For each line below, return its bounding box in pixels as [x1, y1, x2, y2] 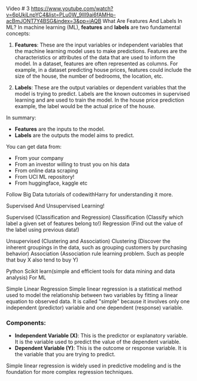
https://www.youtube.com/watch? [31, 5, 113, 12]
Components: [6, 319, 46, 327]
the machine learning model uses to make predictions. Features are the [14, 48, 187, 55]
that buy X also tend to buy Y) [6, 256, 78, 263]
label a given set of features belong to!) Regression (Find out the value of [6, 220, 183, 227]
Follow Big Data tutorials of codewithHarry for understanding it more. [6, 191, 173, 198]
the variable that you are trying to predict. [14, 351, 116, 358]
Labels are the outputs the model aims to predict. [14, 132, 135, 139]
